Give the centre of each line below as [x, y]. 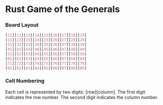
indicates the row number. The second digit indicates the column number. [82, 97]
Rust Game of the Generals [63, 9]
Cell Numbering [25, 81]
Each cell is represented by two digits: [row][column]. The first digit [75, 92]
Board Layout [22, 25]
